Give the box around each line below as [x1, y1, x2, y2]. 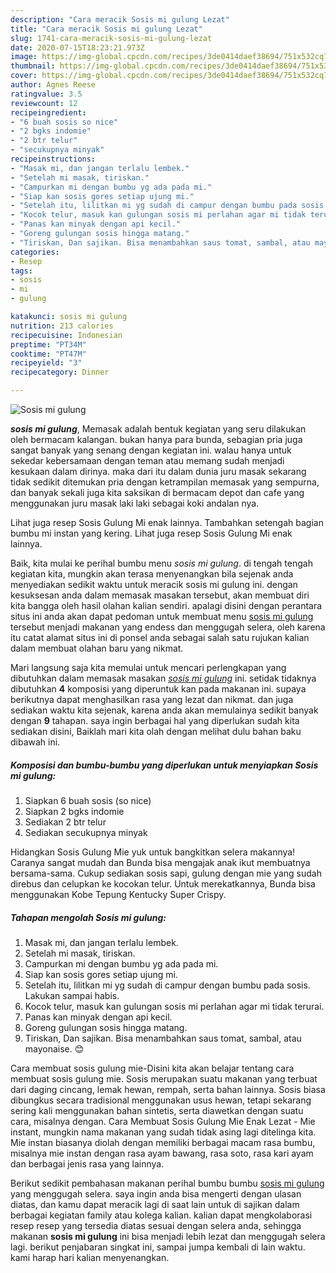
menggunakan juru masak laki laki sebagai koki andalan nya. [10, 497, 260, 509]
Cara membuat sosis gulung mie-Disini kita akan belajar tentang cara [10, 1062, 295, 1074]
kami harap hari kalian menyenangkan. [10, 1251, 170, 1263]
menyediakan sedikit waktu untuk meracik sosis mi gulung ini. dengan [10, 579, 298, 590]
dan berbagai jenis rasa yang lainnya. [10, 1157, 165, 1170]
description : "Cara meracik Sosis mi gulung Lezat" [10, 14, 230, 25]
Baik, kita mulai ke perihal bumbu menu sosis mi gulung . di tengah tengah [10, 557, 313, 569]
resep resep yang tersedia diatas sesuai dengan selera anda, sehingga [10, 1219, 302, 1231]
